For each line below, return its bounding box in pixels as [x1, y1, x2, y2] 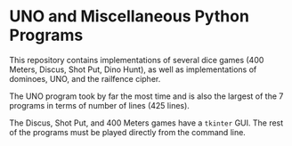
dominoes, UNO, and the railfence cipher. [9, 73, 161, 84]
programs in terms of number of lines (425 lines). [9, 100, 190, 110]
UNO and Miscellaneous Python [9, 6, 249, 27]
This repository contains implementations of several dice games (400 [9, 54, 264, 65]
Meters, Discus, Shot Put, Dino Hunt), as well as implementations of [9, 64, 257, 75]
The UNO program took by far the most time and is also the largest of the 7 [9, 91, 284, 101]
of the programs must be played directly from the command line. [9, 126, 247, 137]
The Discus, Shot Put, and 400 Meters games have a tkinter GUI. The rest [9, 118, 284, 128]
